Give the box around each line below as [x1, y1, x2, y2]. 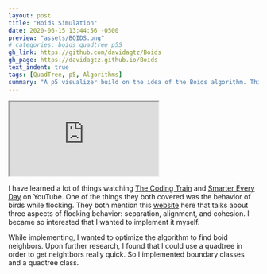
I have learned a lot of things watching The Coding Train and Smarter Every [8, 183, 255, 193]
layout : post [8, 11, 52, 20]
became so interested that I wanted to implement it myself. [8, 217, 200, 226]
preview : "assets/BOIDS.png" [8, 33, 105, 42]
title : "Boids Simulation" [8, 19, 98, 27]
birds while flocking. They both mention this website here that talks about [8, 200, 249, 210]
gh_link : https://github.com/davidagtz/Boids [8, 48, 161, 56]
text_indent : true [8, 64, 69, 71]
